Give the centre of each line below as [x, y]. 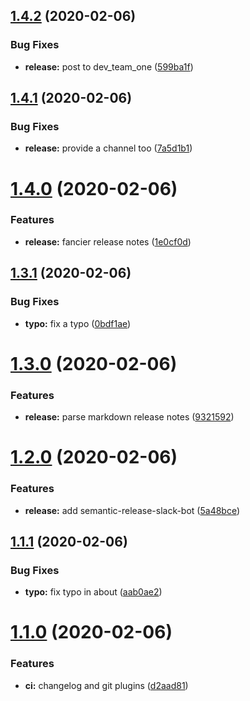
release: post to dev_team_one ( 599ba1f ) [109, 66]
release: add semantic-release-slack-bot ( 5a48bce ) [132, 510]
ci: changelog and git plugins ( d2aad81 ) [106, 685]
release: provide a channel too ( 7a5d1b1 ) [108, 148]
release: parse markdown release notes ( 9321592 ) [129, 417]
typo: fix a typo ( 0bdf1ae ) [78, 323]
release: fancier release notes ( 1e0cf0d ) [108, 241]
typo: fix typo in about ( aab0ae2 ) [93, 592]
